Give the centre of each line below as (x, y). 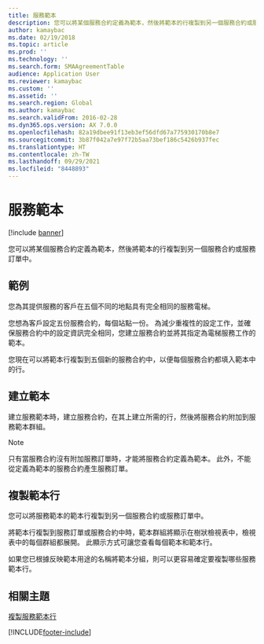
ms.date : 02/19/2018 (42, 37)
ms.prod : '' (27, 52)
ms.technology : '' (38, 60)
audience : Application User (54, 74)
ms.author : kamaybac (42, 111)
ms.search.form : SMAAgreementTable (66, 67)
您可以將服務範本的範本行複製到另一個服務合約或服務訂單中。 (108, 516)
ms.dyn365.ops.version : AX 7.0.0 (63, 125)
